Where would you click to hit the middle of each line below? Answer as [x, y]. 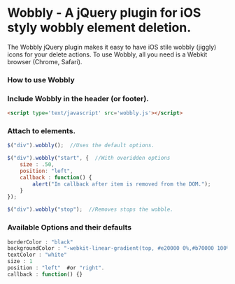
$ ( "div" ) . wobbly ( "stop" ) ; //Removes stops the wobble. [90, 210]
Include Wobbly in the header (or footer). [78, 98]
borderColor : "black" [40, 242]
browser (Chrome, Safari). [45, 61]
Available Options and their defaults [70, 227]
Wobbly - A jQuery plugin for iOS [104, 13]
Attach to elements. [41, 130]
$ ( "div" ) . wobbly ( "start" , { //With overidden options [89, 158]
